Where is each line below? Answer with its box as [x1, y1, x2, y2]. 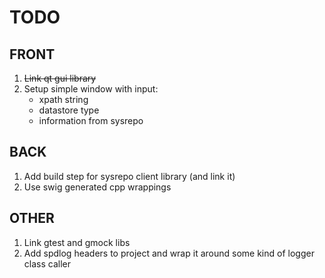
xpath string [38, 94, 89, 105]
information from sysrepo [38, 115, 144, 126]
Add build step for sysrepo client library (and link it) [23, 170, 236, 182]
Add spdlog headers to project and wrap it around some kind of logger [23, 247, 315, 259]
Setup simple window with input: [23, 83, 159, 95]
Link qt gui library [23, 72, 97, 84]
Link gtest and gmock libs [23, 236, 131, 248]
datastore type [38, 104, 100, 116]
